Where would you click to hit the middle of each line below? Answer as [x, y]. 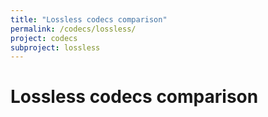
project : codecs [44, 38]
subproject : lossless [55, 47]
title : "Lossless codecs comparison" [89, 19]
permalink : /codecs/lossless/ [73, 29]
